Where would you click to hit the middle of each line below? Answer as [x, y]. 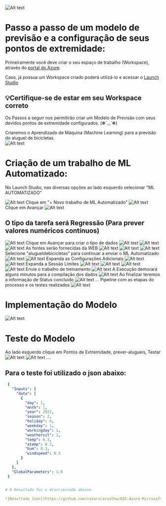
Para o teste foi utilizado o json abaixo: [66, 373]
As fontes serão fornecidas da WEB [62, 248]
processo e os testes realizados [38, 285]
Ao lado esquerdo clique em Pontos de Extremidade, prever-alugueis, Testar [83, 352]
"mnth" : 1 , [36, 407]
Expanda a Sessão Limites [52, 264]
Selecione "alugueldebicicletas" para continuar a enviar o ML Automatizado [82, 253]
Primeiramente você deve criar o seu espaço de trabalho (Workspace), [77, 62]
